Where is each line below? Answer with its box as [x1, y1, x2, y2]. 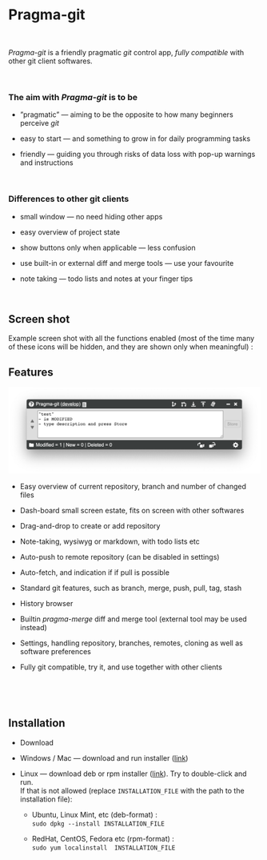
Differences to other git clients [8, 194, 130, 205]
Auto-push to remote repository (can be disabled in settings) [19, 552, 220, 561]
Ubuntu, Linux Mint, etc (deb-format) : [31, 810, 157, 819]
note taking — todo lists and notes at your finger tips [19, 274, 193, 283]
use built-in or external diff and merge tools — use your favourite [19, 258, 234, 267]
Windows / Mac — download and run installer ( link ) [19, 753, 189, 762]
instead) [19, 622, 48, 632]
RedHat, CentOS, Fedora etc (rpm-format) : [31, 834, 174, 843]
